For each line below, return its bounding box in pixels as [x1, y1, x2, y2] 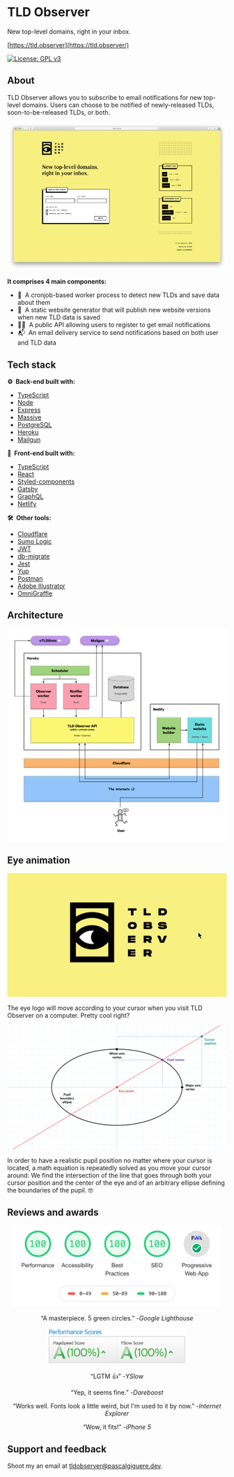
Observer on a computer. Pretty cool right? [7, 1011, 130, 1020]
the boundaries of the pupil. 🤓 [7, 1186, 93, 1194]
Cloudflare [17, 530, 48, 538]
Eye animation [7, 854, 71, 866]
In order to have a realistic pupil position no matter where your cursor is [7, 1156, 212, 1165]
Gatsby [17, 485, 38, 493]
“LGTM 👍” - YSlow [90, 1372, 144, 1381]
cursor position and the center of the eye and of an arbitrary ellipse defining [7, 1179, 225, 1187]
